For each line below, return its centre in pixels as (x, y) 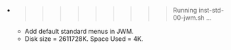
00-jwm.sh (188, 18)
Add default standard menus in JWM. (79, 31)
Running (185, 10)
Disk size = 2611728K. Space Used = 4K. (84, 39)
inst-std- (211, 10)
